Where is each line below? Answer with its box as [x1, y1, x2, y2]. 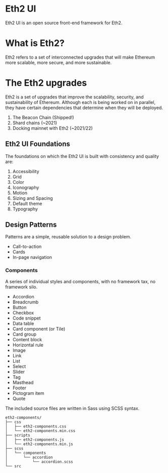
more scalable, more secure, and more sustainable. [5, 59, 112, 66]
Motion [12, 190, 28, 196]
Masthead [12, 379, 34, 385]
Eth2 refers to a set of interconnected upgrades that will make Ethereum [5, 54, 155, 60]
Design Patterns [5, 221, 57, 229]
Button [12, 304, 27, 310]
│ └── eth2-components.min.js [5, 441, 73, 447]
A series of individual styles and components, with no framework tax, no [5, 278, 155, 284]
